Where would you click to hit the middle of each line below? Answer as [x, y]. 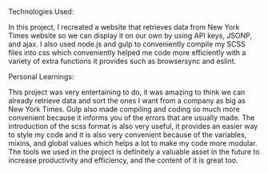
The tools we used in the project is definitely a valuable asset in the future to [134, 152]
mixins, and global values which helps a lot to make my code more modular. [133, 143]
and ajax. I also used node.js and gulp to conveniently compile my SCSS [127, 44]
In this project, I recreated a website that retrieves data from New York [124, 27]
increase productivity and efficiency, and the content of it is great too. [123, 160]
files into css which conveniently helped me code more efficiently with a [127, 52]
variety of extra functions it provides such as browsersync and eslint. [122, 61]
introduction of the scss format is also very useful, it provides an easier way [133, 126]
